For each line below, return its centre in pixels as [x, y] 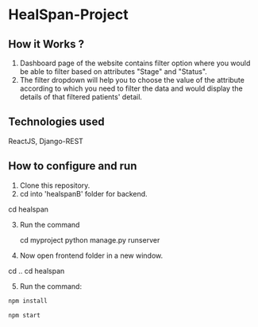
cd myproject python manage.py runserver [90, 239]
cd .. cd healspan [37, 271]
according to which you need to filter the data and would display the [131, 88]
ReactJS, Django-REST [46, 141]
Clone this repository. [55, 185]
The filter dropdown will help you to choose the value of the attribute [132, 80]
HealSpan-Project [68, 15]
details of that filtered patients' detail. [81, 97]
